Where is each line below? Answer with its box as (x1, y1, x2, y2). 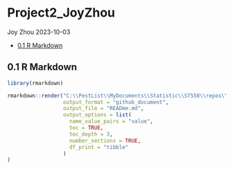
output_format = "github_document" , (62, 98, 169, 105)
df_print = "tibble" (69, 143, 129, 150)
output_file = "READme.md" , (62, 105, 144, 112)
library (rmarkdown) (7, 80, 64, 87)
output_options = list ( (62, 112, 132, 118)
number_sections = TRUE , (69, 137, 141, 144)
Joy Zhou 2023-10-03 (7, 28, 71, 36)
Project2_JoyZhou (7, 5, 116, 21)
